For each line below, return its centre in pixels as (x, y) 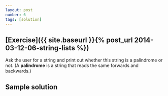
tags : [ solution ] (24, 19)
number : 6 (16, 15)
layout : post (19, 10)
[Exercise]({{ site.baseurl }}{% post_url (69, 40)
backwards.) (18, 71)
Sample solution (31, 87)
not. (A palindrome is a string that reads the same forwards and (72, 66)
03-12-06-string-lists (40, 48)
